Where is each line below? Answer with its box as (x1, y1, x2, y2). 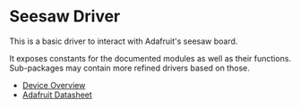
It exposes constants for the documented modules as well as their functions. (9, 53, 292, 63)
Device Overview (21, 79, 86, 90)
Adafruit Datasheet (21, 89, 92, 100)
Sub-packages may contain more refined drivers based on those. (9, 62, 251, 73)
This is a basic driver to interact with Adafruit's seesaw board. (9, 36, 238, 46)
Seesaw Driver (9, 6, 121, 27)
